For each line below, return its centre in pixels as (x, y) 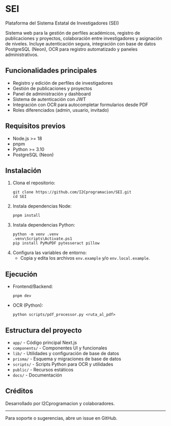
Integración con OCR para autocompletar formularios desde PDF (80, 105)
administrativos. (22, 55)
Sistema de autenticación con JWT (49, 99)
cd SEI (20, 197)
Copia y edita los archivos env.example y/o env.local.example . (85, 258)
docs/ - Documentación (37, 375)
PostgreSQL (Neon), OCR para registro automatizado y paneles (72, 49)
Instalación (23, 171)
